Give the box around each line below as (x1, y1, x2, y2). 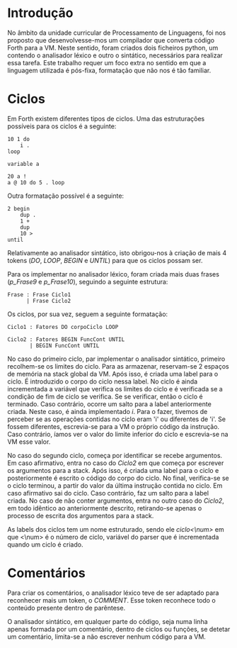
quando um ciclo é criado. (7, 540, 83, 549)
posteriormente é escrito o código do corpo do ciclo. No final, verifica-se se (7, 474, 229, 482)
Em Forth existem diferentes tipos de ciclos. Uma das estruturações (7, 114, 205, 123)
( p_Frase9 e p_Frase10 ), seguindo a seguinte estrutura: (7, 277, 168, 286)
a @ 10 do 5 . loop (7, 179, 65, 186)
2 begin (7, 205, 30, 212)
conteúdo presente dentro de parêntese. (7, 603, 126, 612)
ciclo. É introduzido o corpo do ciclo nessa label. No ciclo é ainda (7, 377, 198, 386)
